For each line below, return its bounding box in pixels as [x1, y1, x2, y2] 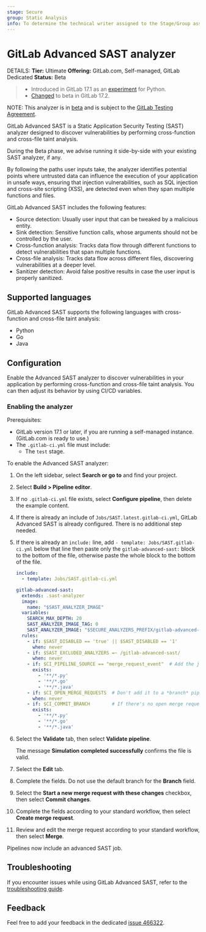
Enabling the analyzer [7, 402, 73, 411]
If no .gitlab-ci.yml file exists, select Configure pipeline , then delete [15, 495, 192, 503]
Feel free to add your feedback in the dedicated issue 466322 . [7, 919, 164, 926]
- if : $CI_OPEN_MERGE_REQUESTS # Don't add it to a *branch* [27, 689, 189, 696]
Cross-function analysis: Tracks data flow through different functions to [15, 242, 197, 249]
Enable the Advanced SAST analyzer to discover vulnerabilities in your [7, 374, 184, 381]
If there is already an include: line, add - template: [15, 538, 146, 546]
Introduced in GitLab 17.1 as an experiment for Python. [31, 85, 167, 93]
